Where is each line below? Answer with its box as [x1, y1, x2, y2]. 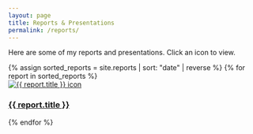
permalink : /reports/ [8, 26, 80, 34]
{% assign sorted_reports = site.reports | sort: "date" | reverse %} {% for [8, 63, 246, 73]
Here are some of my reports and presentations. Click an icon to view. [8, 48, 236, 58]
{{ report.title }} [8, 99, 70, 110]
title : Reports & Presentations [8, 19, 115, 27]
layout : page [8, 11, 51, 20]
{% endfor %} [8, 117, 54, 127]
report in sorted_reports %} [8, 72, 98, 81]
